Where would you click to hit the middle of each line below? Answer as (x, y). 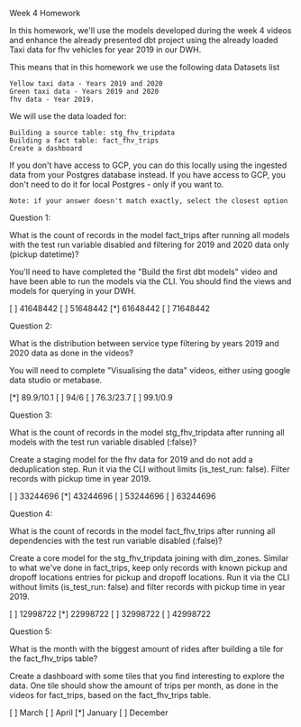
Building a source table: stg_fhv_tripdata (92, 133)
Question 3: (31, 415)
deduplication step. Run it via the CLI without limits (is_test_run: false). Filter (150, 469)
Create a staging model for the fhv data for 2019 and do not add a (132, 460)
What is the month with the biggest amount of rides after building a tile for (146, 649)
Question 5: (31, 631)
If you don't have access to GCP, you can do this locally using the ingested (148, 165)
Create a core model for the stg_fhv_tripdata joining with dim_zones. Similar (149, 558)
